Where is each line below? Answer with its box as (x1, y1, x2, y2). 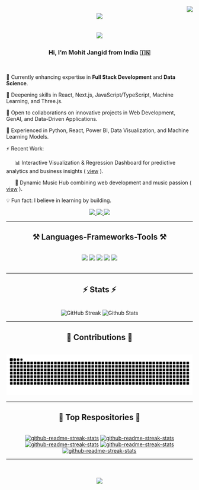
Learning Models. (6, 133, 49, 140)
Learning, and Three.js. (6, 97, 63, 104)
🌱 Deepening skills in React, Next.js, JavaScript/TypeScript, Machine (6, 91, 174, 98)
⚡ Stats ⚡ (82, 284, 117, 294)
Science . (6, 79, 28, 87)
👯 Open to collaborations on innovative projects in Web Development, (6, 109, 176, 116)
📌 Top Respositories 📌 (58, 412, 141, 422)
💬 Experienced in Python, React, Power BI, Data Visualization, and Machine (6, 127, 190, 134)
